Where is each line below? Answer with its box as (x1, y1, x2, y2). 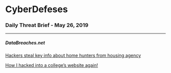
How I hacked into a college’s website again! (5, 62, 98, 68)
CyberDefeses (5, 4, 68, 15)
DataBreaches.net (5, 40, 45, 46)
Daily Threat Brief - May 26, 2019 (5, 22, 89, 29)
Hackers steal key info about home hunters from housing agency (5, 52, 141, 59)
